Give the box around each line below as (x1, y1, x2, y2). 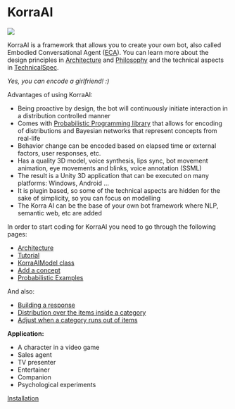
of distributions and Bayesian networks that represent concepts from (17, 126, 217, 134)
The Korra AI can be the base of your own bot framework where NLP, (17, 201, 219, 210)
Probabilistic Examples (17, 273, 84, 282)
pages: (7, 229, 27, 238)
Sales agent (17, 350, 52, 359)
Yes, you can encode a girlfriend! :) (7, 77, 110, 85)
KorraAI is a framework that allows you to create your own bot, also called (7, 40, 222, 49)
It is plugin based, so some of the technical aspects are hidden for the (17, 186, 220, 194)
